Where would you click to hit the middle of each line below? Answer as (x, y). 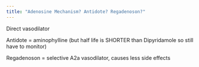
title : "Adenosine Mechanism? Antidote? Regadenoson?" (76, 12)
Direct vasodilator (28, 28)
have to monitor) (26, 46)
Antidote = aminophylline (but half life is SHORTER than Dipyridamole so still (100, 40)
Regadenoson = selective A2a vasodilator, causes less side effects (88, 58)
